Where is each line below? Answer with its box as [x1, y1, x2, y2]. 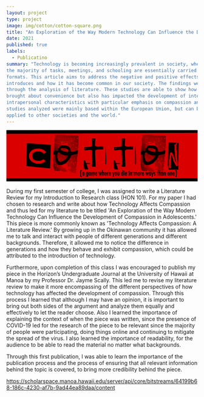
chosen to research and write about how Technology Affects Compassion [6, 200, 191, 208]
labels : [6, 49, 26, 55]
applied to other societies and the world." [6, 112, 121, 118]
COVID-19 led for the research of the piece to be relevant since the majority [6, 322, 195, 329]
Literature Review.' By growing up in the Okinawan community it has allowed [6, 226, 197, 234]
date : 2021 [6, 35, 34, 42]
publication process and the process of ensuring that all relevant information [6, 359, 198, 367]
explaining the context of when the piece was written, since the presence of [6, 316, 197, 323]
